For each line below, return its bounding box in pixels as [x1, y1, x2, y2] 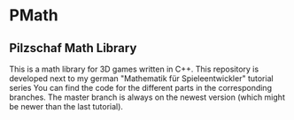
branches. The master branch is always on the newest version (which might [9, 92, 285, 102]
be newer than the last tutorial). [9, 101, 124, 111]
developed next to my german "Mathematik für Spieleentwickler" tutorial [9, 73, 274, 84]
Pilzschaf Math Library [9, 41, 137, 56]
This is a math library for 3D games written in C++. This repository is [9, 64, 259, 74]
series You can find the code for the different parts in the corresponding [9, 83, 273, 93]
